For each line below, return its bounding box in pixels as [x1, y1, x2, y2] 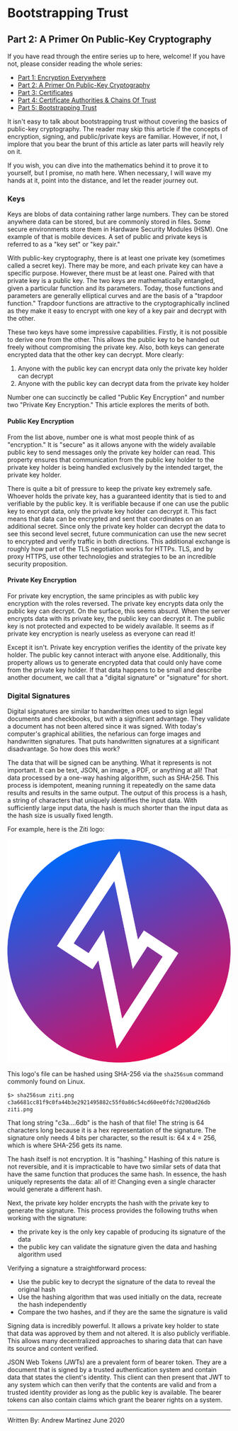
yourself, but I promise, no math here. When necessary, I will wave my [7, 169, 212, 177]
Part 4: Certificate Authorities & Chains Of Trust [17, 96, 157, 104]
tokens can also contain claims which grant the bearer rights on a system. [7, 1396, 223, 1404]
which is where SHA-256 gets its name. [7, 1141, 123, 1149]
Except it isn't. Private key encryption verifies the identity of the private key [7, 643, 227, 651]
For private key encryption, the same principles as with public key [7, 591, 200, 600]
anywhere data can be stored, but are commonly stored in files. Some [7, 218, 211, 226]
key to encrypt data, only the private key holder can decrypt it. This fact [7, 507, 217, 515]
